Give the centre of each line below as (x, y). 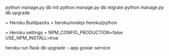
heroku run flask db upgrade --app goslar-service (58, 48)
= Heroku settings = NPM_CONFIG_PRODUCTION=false (64, 32)
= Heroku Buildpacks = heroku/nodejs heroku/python (61, 23)
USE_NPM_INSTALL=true (32, 38)
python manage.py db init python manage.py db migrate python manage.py (85, 7)
